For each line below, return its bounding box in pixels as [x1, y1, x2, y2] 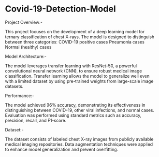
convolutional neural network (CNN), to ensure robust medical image [5, 68, 142, 73]
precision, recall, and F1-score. [5, 117, 67, 123]
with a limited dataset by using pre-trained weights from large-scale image [5, 78, 154, 84]
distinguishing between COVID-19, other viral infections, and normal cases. [5, 107, 155, 113]
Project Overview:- [5, 19, 43, 25]
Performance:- [5, 93, 35, 99]
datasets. [5, 83, 24, 89]
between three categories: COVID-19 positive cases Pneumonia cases [5, 39, 145, 44]
